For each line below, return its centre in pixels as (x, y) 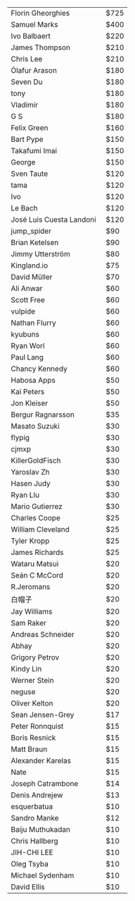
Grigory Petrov (35, 657)
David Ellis (28, 887)
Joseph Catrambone (45, 783)
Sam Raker (29, 623)
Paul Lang (27, 357)
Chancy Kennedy (39, 369)
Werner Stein (32, 680)
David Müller (32, 277)
